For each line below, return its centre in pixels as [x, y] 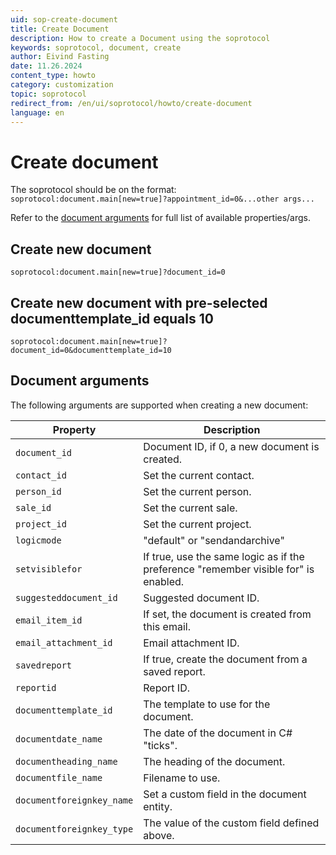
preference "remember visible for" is [229, 569]
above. [159, 835]
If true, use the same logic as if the [224, 556]
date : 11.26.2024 [46, 66]
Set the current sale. [190, 508]
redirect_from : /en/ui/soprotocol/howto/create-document [131, 103]
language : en [37, 112]
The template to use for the [207, 704]
